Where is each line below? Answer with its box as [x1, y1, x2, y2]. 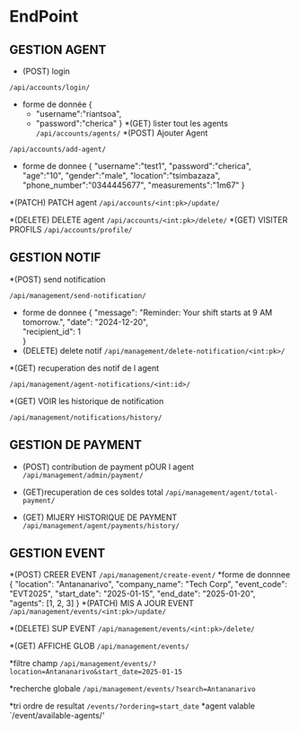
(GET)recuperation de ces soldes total [22, 487, 163, 497]
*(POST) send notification [9, 274, 106, 285]
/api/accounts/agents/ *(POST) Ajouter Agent [35, 128, 208, 138]
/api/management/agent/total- [164, 488, 278, 497]
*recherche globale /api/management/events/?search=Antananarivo [9, 683, 256, 694]
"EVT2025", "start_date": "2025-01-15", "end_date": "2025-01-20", [9, 588, 256, 599]
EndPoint [9, 6, 79, 27]
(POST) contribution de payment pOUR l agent [22, 461, 195, 472]
